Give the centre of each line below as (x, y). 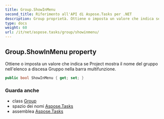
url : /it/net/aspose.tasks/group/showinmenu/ (52, 32)
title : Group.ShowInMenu (30, 10)
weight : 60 (16, 28)
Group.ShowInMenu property (51, 52)
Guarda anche (22, 90)
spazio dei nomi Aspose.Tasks (42, 106)
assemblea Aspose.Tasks (38, 111)
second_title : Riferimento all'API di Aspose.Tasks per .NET (69, 14)
